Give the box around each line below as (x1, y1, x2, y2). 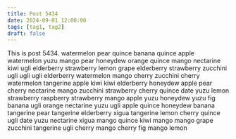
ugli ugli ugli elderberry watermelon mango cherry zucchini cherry (7, 72, 200, 80)
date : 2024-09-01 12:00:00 (7, 17, 87, 24)
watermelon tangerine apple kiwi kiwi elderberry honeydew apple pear (7, 79, 213, 88)
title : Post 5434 (7, 10, 58, 18)
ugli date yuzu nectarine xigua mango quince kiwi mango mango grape (7, 117, 213, 125)
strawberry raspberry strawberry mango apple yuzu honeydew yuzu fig (7, 94, 216, 102)
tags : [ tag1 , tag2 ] (7, 23, 65, 30)
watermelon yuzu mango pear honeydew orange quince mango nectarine (7, 57, 221, 65)
